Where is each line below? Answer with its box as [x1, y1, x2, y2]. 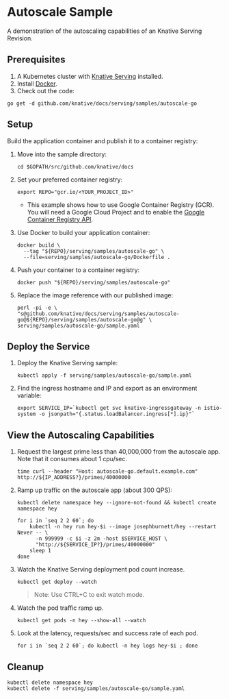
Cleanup [7, 661, 44, 672]
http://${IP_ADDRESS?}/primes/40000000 [16, 474, 131, 481]
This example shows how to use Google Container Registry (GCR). [27, 200, 215, 209]
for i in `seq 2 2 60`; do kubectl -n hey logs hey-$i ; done [16, 642, 198, 650]
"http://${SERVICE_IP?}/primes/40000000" [35, 541, 155, 548]
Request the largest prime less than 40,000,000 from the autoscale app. [16, 447, 221, 456]
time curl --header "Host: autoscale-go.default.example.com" [16, 468, 198, 475]
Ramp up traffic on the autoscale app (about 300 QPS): [16, 486, 173, 494]
